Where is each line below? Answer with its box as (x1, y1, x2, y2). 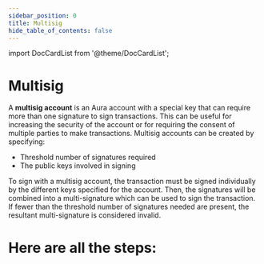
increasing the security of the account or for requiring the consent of (8, 120, 236, 130)
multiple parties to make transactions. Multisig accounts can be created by (8, 129, 254, 138)
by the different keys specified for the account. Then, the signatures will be (8, 185, 256, 194)
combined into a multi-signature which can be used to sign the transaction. (8, 194, 256, 203)
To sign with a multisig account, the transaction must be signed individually (8, 177, 256, 186)
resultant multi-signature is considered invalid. (8, 210, 162, 220)
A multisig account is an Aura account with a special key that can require (8, 103, 250, 113)
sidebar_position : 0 (8, 11, 78, 20)
